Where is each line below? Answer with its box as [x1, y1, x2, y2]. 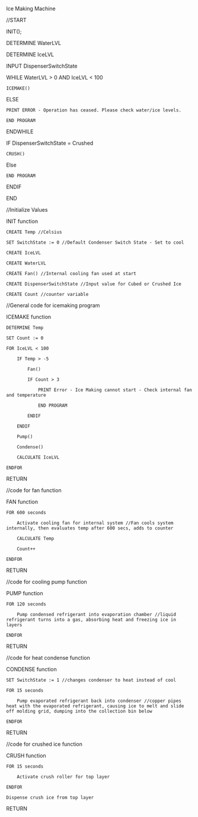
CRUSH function [6, 752, 46, 759]
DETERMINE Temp [6, 325, 44, 331]
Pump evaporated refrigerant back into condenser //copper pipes [17, 698, 182, 704]
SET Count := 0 [6, 335, 44, 341]
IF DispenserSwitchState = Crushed [6, 139, 94, 146]
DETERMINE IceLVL [6, 51, 55, 58]
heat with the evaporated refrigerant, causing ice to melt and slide [6, 703, 184, 709]
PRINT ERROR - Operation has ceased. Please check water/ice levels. [6, 107, 182, 113]
